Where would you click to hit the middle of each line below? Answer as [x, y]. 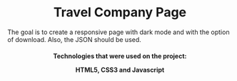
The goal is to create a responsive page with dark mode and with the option [118, 32]
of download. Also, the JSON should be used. [74, 39]
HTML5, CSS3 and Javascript [120, 70]
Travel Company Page [120, 12]
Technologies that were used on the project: [120, 56]
